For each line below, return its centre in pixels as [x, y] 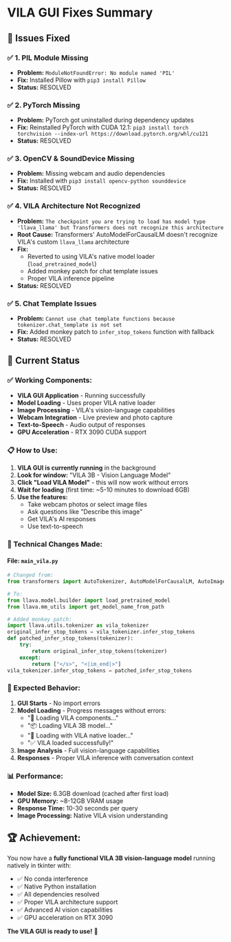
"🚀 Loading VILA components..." [73, 718]
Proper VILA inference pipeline [71, 278]
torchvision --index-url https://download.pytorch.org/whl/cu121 [112, 134]
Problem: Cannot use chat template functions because [96, 319]
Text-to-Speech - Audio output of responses [81, 424]
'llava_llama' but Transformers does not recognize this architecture [120, 228]
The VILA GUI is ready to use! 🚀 [53, 931]
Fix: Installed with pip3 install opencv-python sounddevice [101, 181]
